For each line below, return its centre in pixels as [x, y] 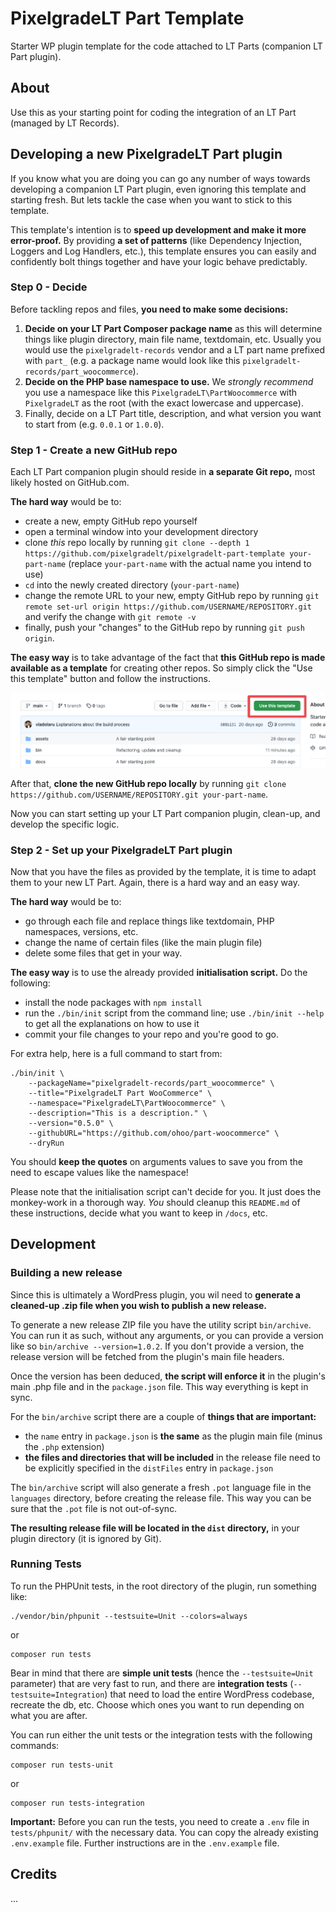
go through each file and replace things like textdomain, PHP [149, 921]
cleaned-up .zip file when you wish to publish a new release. [139, 1305]
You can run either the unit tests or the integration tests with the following [161, 1734]
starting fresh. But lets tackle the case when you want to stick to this [151, 199]
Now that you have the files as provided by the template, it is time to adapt [163, 871]
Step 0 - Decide [49, 287]
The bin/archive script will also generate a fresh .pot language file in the [161, 1487]
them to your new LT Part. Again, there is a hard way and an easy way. [155, 882]
